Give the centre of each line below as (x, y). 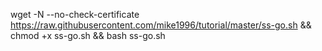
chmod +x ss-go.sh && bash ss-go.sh (88, 35)
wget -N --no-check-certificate (75, 14)
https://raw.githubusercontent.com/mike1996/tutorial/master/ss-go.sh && (161, 25)
